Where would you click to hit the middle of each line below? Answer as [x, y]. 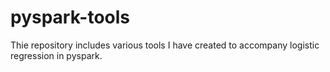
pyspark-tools [70, 17]
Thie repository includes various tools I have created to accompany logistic [165, 45]
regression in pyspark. [56, 55]
